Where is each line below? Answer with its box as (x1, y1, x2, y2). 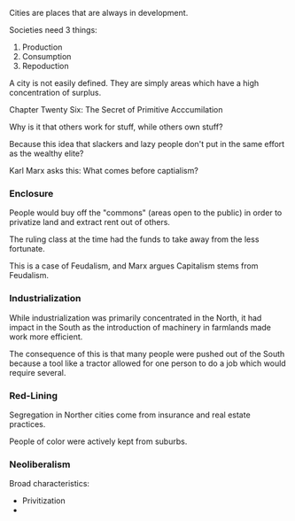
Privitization (21, 495, 66, 506)
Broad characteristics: (9, 478, 90, 489)
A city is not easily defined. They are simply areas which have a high (9, 78, 260, 88)
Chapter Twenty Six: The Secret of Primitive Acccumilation (9, 105, 223, 114)
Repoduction (21, 61, 69, 71)
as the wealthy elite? (9, 148, 84, 159)
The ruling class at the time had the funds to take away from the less (9, 234, 260, 245)
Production (21, 42, 63, 52)
